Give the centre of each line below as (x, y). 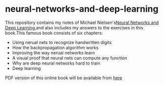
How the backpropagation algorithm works (55, 47)
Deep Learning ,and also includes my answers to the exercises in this (74, 27)
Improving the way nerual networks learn (54, 53)
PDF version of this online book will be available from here (64, 78)
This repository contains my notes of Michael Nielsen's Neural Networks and (82, 22)
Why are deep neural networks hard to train (56, 63)
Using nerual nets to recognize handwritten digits (62, 42)
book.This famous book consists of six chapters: (54, 33)
